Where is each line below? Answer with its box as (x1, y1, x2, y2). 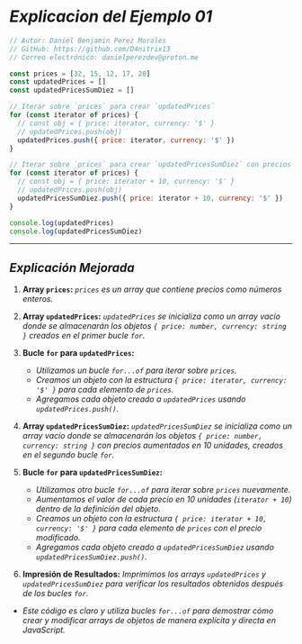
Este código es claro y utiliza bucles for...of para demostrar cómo (22, 605, 274, 616)
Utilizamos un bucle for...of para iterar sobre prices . (35, 365, 237, 376)
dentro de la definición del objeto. (35, 503, 162, 514)
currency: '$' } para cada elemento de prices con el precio (35, 522, 262, 533)
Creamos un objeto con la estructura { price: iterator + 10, (35, 513, 268, 524)
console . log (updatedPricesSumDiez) (9, 227, 143, 236)
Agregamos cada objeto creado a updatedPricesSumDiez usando (35, 542, 274, 553)
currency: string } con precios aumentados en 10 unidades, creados (22, 440, 283, 451)
